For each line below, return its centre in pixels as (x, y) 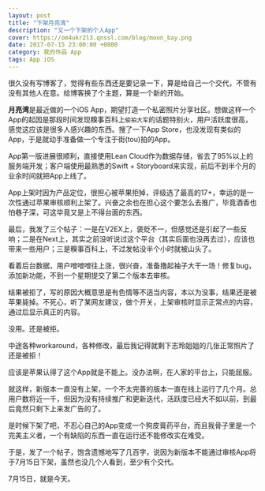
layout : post (30, 15)
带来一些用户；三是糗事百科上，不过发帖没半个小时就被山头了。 (112, 249)
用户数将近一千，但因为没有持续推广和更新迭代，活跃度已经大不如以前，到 (129, 399)
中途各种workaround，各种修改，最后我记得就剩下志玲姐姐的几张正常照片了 (131, 345)
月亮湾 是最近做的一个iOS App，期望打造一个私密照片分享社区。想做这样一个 (132, 109)
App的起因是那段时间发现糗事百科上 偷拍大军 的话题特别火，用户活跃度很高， (130, 119)
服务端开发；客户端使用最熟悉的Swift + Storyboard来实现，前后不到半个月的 (132, 166)
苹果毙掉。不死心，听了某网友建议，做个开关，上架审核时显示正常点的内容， (132, 302)
